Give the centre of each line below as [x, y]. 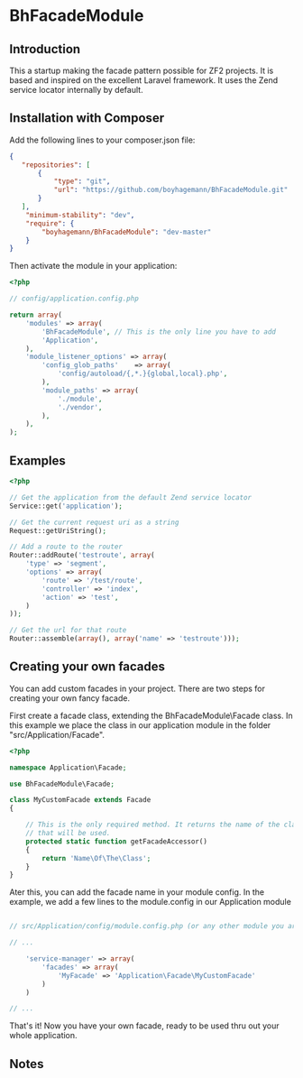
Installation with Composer [87, 118]
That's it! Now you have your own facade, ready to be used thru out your [144, 1026]
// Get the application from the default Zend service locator [131, 497]
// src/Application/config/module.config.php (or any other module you [147, 926]
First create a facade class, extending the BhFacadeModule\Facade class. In [151, 715]
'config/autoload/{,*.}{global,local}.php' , [142, 374]
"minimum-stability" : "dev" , [80, 215]
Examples [37, 461]
